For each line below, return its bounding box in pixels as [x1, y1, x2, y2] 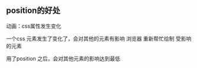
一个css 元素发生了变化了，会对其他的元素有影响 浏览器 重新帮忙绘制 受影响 [6, 35, 192, 42]
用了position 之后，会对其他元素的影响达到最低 [6, 55, 121, 62]
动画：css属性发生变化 [6, 22, 62, 30]
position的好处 [6, 5, 60, 16]
